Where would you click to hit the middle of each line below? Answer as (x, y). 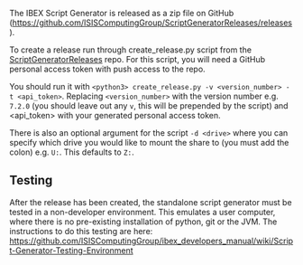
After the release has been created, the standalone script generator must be (151, 202)
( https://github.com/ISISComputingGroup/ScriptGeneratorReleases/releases (151, 23)
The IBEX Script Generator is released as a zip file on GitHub (122, 13)
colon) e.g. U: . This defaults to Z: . (72, 152)
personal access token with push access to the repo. (107, 69)
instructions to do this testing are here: (81, 231)
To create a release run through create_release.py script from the (131, 50)
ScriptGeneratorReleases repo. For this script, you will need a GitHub (138, 59)
